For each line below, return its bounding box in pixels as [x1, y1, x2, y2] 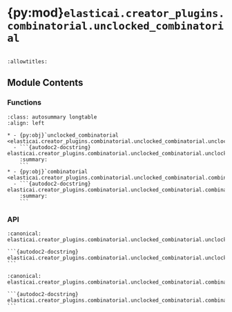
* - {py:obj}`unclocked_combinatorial [7, 132, 119, 139]
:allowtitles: [7, 58, 48, 65]
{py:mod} [7, 5, 64, 21]
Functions [7, 98, 41, 107]
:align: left [7, 119, 45, 126]
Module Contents [7, 77, 84, 89]
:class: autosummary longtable [7, 113, 97, 121]
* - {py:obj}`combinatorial [7, 168, 88, 175]
